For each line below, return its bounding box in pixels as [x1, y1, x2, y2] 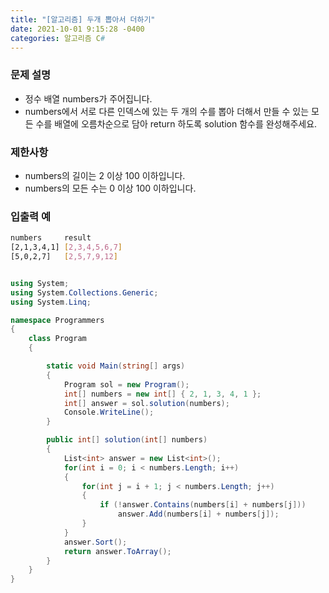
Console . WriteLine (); [63, 407, 155, 418]
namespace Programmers [10, 315, 105, 325]
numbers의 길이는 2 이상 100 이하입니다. [24, 169, 186, 181]
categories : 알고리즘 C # [10, 33, 106, 43]
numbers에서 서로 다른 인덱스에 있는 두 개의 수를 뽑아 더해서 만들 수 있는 [24, 105, 310, 117]
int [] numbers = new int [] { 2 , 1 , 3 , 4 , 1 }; [63, 389, 262, 399]
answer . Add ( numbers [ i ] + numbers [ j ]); [117, 509, 280, 520]
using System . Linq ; [10, 297, 92, 307]
